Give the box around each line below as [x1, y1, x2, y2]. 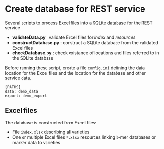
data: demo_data [5, 89, 38, 94]
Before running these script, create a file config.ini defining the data [5, 65, 145, 71]
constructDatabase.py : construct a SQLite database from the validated [12, 39, 158, 45]
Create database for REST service [5, 3, 145, 15]
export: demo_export [5, 93, 47, 98]
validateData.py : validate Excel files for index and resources [12, 34, 136, 40]
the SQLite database [12, 55, 54, 61]
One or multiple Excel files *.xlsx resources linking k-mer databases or [12, 134, 156, 140]
